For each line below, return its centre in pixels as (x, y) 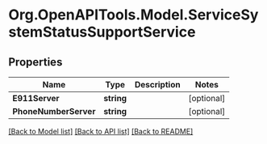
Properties (35, 62)
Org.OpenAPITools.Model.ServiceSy (133, 15)
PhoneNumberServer (54, 111)
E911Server (36, 98)
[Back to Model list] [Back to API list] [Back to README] (101, 131)
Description (157, 85)
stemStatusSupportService (102, 32)
